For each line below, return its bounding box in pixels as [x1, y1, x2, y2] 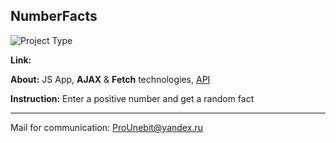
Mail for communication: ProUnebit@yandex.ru [10, 121, 203, 133]
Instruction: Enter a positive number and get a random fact [10, 92, 255, 104]
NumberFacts [10, 8, 98, 25]
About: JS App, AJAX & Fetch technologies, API [10, 73, 211, 85]
